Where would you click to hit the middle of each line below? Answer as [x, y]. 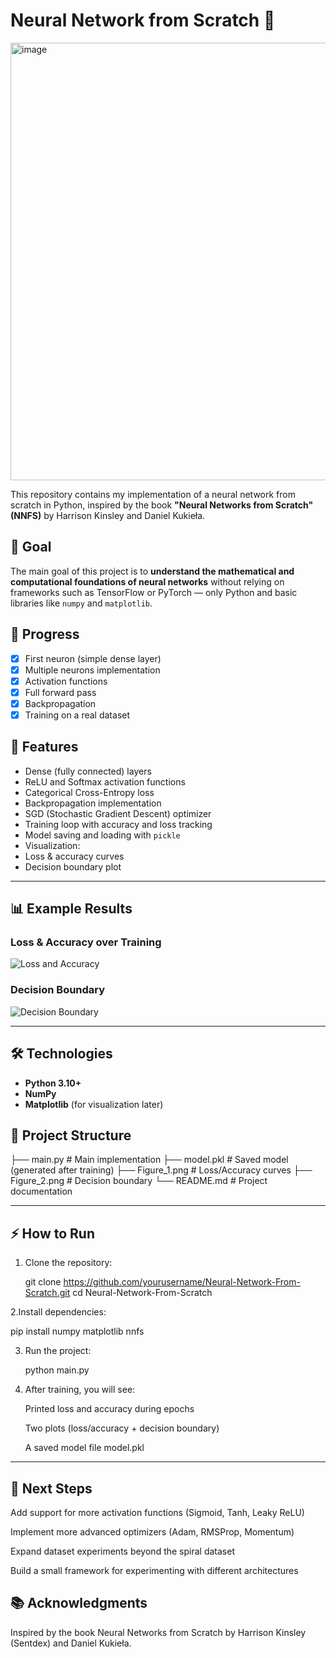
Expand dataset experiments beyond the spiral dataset [122, 1551]
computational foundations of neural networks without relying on [147, 581]
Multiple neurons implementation [92, 670]
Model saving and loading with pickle [102, 835]
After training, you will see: [80, 1390]
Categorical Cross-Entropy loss [89, 792]
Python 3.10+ [53, 1083]
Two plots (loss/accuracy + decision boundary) [122, 1428]
